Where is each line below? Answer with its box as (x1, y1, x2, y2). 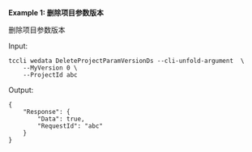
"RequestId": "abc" (37, 122, 104, 130)
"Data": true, (37, 115, 85, 123)
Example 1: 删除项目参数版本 (8, 8, 104, 17)
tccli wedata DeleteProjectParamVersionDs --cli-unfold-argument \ (8, 57, 245, 65)
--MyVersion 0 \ (23, 64, 79, 72)
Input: (8, 41, 28, 51)
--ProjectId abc (23, 71, 79, 79)
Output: (8, 85, 34, 95)
